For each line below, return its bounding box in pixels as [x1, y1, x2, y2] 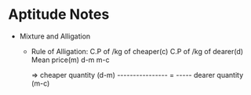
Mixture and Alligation [19, 31, 91, 41]
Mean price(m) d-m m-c [31, 55, 110, 64]
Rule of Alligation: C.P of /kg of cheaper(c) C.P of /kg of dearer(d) [31, 46, 244, 56]
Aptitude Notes [8, 5, 110, 24]
